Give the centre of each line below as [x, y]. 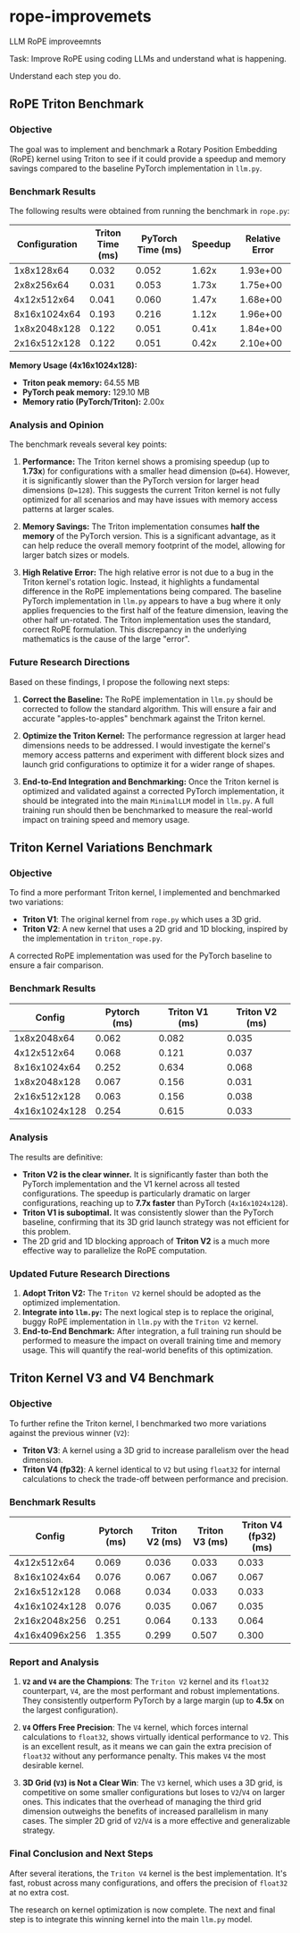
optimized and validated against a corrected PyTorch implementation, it [153, 791]
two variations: [37, 902]
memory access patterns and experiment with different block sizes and [153, 755]
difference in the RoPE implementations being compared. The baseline [152, 592]
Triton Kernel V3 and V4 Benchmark [112, 1378]
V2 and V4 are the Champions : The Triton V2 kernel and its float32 [146, 1681]
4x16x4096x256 [50, 1636]
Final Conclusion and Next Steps [81, 1853]
